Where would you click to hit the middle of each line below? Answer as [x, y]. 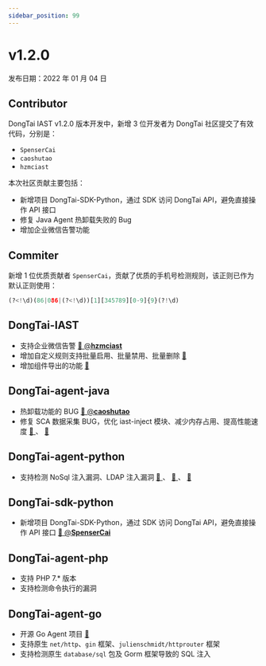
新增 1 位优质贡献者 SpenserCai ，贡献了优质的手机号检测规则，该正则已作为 [131, 276]
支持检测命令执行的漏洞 [58, 588]
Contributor [38, 103]
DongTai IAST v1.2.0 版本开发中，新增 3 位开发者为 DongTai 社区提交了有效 [131, 123]
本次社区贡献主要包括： [46, 183]
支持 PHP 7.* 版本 [48, 578]
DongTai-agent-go [55, 614]
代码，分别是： [33, 134]
